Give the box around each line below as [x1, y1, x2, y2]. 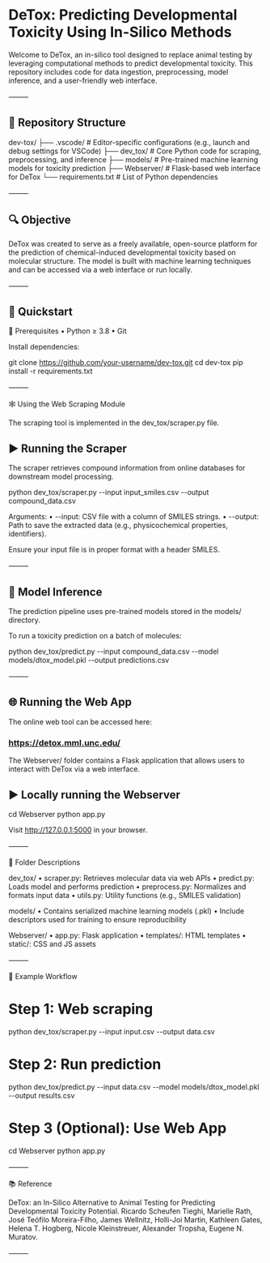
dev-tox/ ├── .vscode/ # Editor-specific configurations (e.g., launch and [8, 137, 251, 147]
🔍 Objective [8, 213, 71, 227]
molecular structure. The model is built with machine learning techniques [8, 256, 251, 265]
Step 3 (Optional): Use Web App [8, 1119, 227, 1137]
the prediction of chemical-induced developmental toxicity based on [8, 247, 236, 257]
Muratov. [8, 1231, 38, 1242]
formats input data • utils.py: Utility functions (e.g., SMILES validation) [8, 890, 241, 900]
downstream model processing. [8, 472, 114, 482]
